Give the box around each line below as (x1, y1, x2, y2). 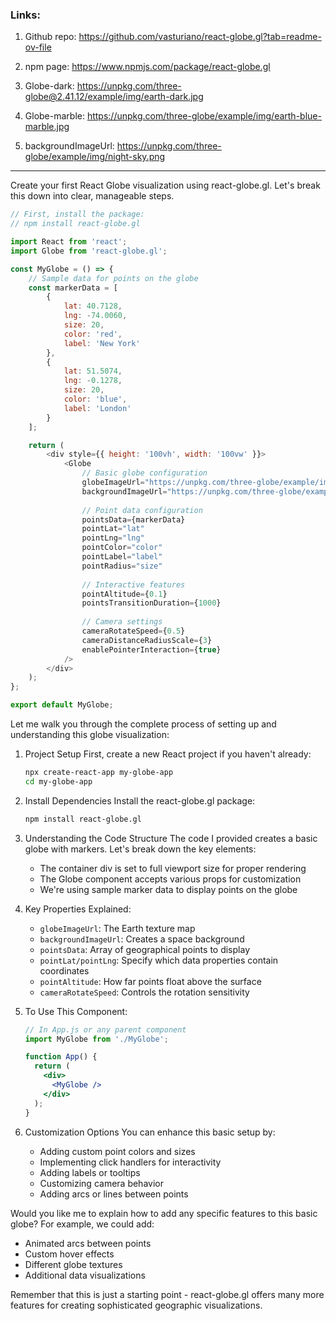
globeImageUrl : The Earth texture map (39, 922, 196, 934)
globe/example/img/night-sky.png (24, 151, 166, 163)
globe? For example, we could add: (10, 1218, 155, 1230)
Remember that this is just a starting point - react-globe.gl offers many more (10, 1288, 325, 1300)
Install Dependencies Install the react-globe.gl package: (24, 794, 256, 807)
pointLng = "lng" (81, 533, 145, 543)
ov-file (24, 41, 52, 53)
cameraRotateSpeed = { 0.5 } (81, 626, 186, 637)
